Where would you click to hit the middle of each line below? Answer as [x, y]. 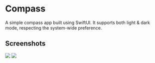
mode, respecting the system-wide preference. [54, 27]
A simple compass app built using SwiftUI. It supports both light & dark [78, 22]
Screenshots [25, 44]
